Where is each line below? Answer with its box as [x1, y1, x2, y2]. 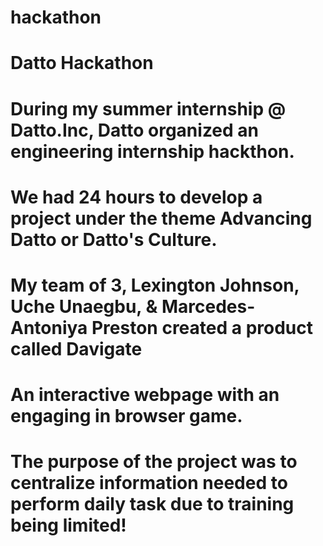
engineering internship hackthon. [10, 140, 295, 163]
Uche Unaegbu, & [10, 295, 158, 318]
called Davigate [10, 337, 143, 360]
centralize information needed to [10, 472, 288, 495]
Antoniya [10, 316, 88, 339]
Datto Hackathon [10, 52, 154, 75]
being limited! [10, 514, 127, 537]
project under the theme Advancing [10, 207, 313, 230]
